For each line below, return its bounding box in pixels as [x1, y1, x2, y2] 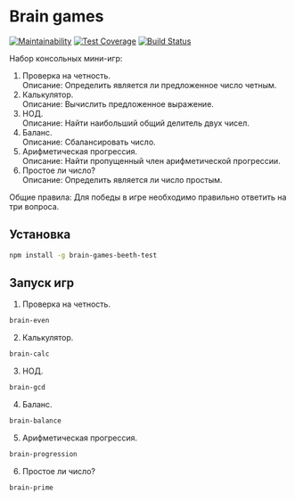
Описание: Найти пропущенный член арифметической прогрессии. [21, 155, 281, 166]
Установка [9, 227, 71, 242]
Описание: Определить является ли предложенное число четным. [21, 79, 277, 90]
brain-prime [9, 483, 53, 492]
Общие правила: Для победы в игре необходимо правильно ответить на [9, 192, 287, 202]
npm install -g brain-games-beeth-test [9, 250, 158, 259]
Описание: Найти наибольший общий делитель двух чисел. [21, 118, 250, 128]
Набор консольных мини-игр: [9, 53, 123, 63]
